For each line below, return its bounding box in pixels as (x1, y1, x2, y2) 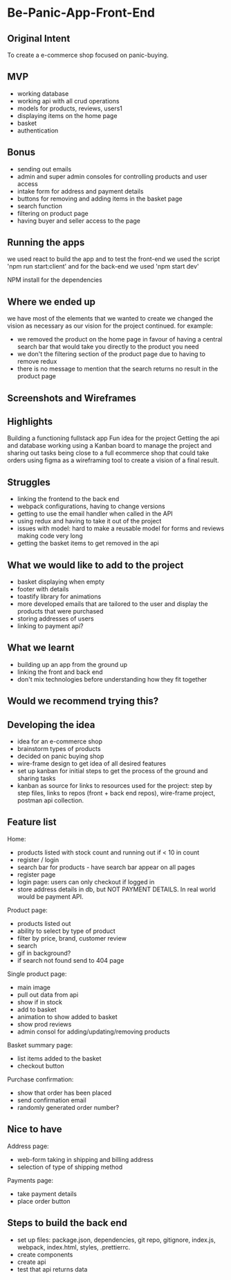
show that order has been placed (17, 1088, 112, 1097)
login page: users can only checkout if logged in (17, 877, 155, 886)
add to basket (17, 1005, 57, 1013)
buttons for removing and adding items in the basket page (17, 194, 183, 203)
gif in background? (17, 949, 71, 957)
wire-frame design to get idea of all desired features (17, 759, 167, 768)
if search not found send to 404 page (17, 956, 124, 964)
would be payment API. (17, 892, 84, 900)
